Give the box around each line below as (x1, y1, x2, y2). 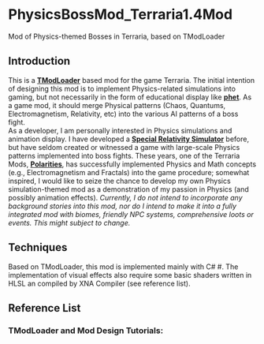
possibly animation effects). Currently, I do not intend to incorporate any (8, 193, 243, 202)
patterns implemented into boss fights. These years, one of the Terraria (8, 151, 240, 160)
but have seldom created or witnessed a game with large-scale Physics (8, 142, 240, 151)
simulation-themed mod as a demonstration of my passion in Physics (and (8, 184, 250, 194)
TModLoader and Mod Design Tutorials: (8, 325, 164, 336)
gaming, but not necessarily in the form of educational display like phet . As (8, 92, 252, 102)
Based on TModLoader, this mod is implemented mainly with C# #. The (8, 262, 239, 271)
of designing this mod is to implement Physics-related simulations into (8, 84, 236, 93)
